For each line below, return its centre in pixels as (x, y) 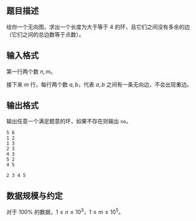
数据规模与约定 (35, 196)
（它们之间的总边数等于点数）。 (45, 34)
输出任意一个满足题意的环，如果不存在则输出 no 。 (69, 121)
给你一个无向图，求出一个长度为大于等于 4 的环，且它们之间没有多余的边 (98, 27)
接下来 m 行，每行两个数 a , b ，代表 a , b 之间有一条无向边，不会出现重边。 (100, 84)
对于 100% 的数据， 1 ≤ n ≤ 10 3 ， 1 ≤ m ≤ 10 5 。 (65, 211)
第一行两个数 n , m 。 (31, 71)
